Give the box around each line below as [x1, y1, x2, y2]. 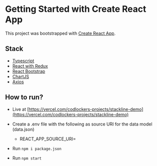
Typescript [12, 58, 35, 64]
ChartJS [12, 73, 30, 80]
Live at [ [12, 106, 29, 112]
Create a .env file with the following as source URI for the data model [12, 121, 153, 127]
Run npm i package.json [12, 145, 62, 151]
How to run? [5, 93, 43, 102]
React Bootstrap [12, 68, 45, 74]
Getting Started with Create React [5, 3, 147, 15]
